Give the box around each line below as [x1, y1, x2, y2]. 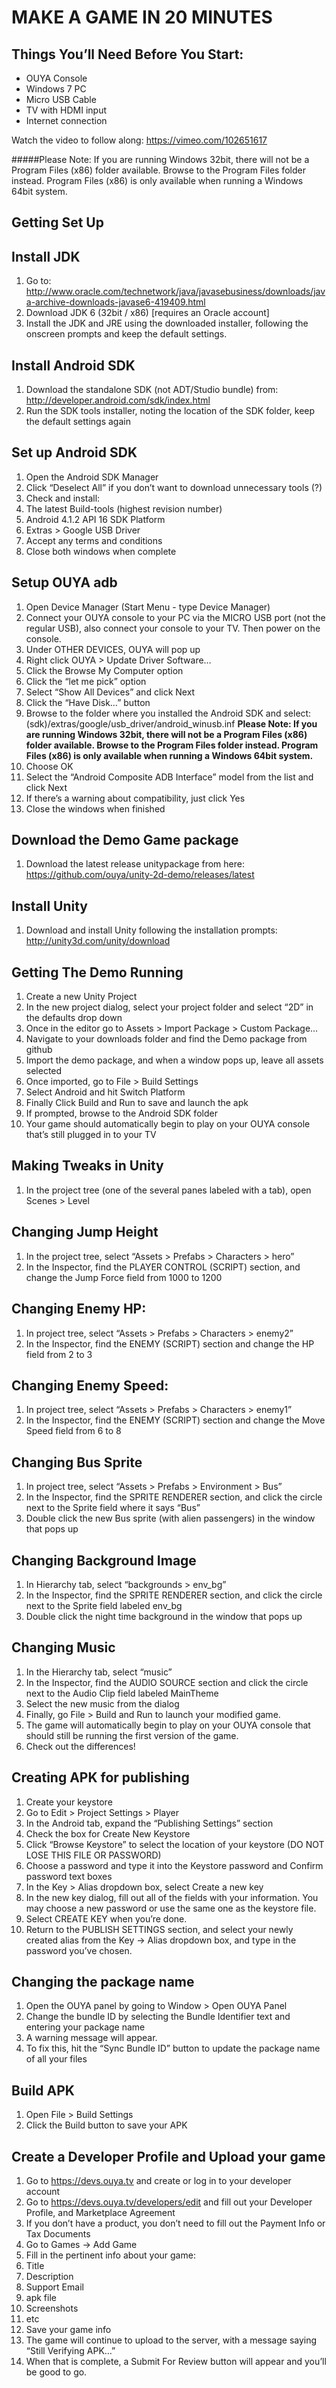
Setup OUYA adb [11, 574, 118, 591]
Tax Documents [25, 2228, 91, 2240]
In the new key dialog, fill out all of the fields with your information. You [25, 1891, 319, 1903]
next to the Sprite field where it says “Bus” [25, 1502, 201, 1514]
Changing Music [11, 1639, 116, 1656]
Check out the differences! [25, 1740, 136, 1752]
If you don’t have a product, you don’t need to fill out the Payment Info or [25, 2217, 326, 2230]
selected [25, 1065, 63, 1077]
